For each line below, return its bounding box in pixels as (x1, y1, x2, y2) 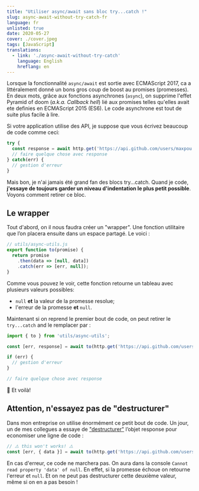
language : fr (6, 19, 39, 25)
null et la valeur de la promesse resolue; (15, 297, 115, 304)
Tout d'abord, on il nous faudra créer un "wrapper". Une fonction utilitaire (6, 224, 185, 231)
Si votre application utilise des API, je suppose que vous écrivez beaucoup (6, 122, 188, 130)
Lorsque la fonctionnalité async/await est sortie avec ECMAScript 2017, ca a (6, 80, 191, 87)
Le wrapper (6, 208, 50, 219)
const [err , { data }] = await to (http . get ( (6, 448, 118, 455)
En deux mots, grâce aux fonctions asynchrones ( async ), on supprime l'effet (6, 92, 191, 99)
